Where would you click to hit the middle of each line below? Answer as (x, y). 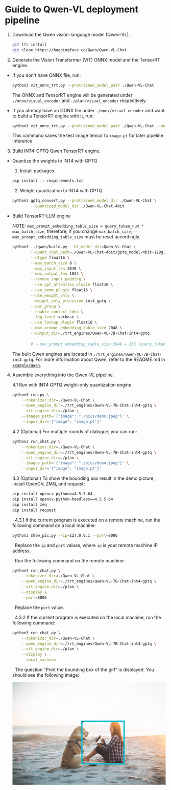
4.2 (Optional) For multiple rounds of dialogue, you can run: (75, 431)
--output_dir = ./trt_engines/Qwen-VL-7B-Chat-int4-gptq (90, 333)
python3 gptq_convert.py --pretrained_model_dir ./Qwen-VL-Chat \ (84, 201)
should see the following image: (46, 675)
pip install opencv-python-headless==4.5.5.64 (63, 499)
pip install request (34, 510)
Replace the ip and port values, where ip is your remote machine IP (86, 545)
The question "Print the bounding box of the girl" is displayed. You (84, 670)
